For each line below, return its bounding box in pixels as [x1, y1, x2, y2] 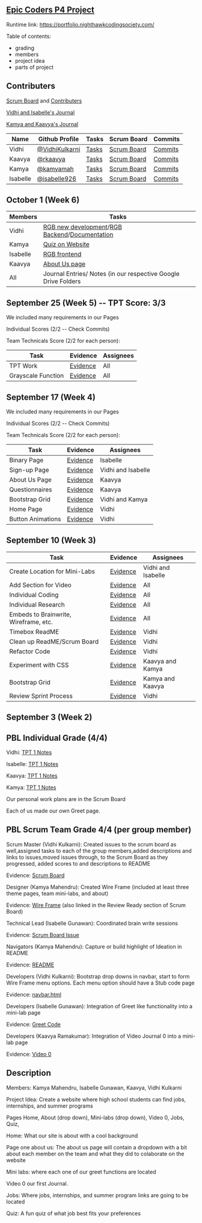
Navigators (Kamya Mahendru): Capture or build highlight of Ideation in [6, 943, 182, 950]
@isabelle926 [37, 174, 77, 183]
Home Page [9, 505, 43, 514]
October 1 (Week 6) [6, 195, 80, 205]
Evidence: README [6, 961, 55, 968]
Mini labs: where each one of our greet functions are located [6, 1168, 156, 1175]
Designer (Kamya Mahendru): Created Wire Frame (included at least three [6, 883, 189, 890]
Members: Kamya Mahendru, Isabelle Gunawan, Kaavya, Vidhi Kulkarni [6, 1084, 182, 1091]
